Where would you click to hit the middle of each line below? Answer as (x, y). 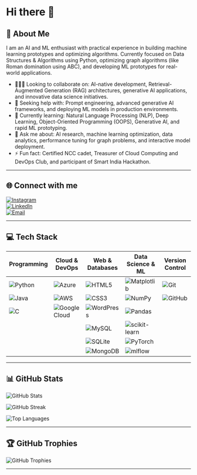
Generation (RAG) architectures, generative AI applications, (116, 90)
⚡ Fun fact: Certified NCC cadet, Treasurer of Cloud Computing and (96, 153)
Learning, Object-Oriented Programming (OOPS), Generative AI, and (97, 122)
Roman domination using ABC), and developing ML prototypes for (86, 66)
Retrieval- (160, 84)
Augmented (29, 90)
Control (175, 267)
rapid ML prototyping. (41, 128)
